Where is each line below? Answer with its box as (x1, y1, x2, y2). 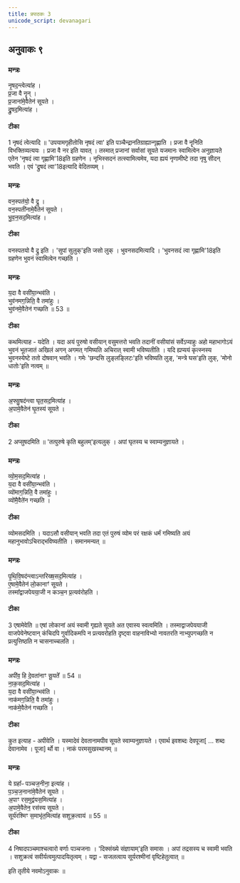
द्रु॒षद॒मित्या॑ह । (8, 105, 38, 114)
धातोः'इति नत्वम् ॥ (8, 362, 49, 370)
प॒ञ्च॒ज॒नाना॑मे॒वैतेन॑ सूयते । (8, 787, 65, 796)
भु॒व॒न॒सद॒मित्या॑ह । (8, 213, 47, 221)
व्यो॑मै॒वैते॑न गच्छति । (8, 496, 51, 505)
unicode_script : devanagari (8, 17, 92, 24)
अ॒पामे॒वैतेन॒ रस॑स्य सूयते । (8, 803, 65, 812)
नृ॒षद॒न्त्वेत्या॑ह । (8, 81, 41, 90)
